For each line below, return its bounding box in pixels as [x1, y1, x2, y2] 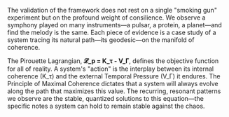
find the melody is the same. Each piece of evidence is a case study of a [7, 28, 216, 36]
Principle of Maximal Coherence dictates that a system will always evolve [7, 80, 218, 88]
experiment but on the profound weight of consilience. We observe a [7, 13, 206, 22]
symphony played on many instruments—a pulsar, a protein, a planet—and [7, 21, 222, 29]
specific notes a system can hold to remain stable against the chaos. [7, 102, 205, 110]
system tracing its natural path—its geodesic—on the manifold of [7, 36, 195, 44]
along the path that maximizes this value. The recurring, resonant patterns [7, 87, 221, 95]
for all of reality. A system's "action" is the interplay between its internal [7, 64, 214, 73]
